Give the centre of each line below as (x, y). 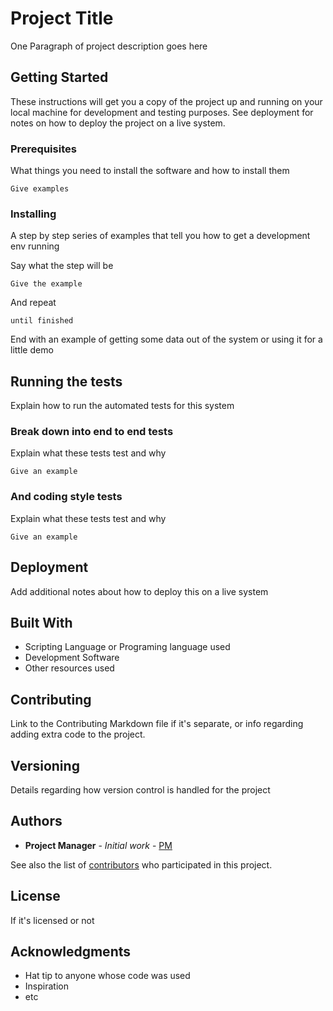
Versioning (45, 765)
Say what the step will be (62, 266)
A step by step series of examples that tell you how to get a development (160, 236)
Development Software (72, 658)
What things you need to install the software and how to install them (150, 171)
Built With (41, 622)
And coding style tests (66, 497)
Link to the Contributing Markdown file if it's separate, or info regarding (157, 724)
